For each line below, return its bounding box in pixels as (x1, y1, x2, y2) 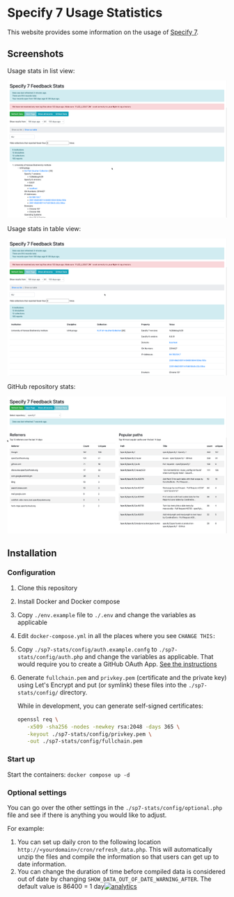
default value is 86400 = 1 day (17, 882, 104, 890)
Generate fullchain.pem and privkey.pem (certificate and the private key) (17, 673, 227, 681)
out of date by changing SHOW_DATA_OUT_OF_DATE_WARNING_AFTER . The (17, 875, 212, 883)
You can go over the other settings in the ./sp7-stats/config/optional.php (7, 803, 223, 811)
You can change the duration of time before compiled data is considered (17, 867, 226, 875)
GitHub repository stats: (7, 383, 76, 391)
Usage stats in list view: (7, 66, 75, 74)
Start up (7, 754, 36, 764)
